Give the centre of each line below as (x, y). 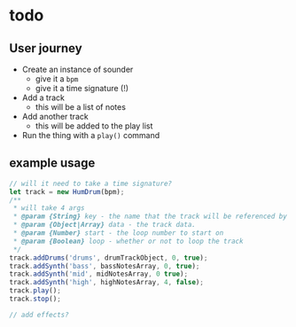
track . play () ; (35, 291)
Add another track (55, 117)
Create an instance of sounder (78, 69)
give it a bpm (57, 79)
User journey (46, 48)
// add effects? (39, 315)
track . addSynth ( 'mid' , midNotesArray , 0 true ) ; (99, 274)
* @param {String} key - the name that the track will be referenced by (150, 217)
